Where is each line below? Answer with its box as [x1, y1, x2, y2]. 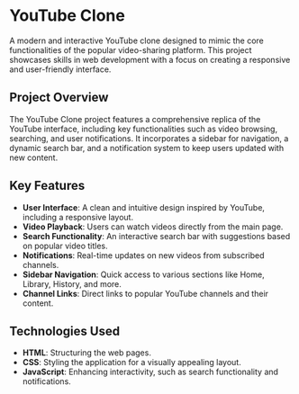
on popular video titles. [22, 240, 108, 251]
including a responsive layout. [22, 211, 133, 222]
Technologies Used [9, 323, 120, 338]
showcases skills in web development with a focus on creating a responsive [9, 54, 291, 65]
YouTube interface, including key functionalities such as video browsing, [9, 123, 277, 134]
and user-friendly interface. [9, 64, 112, 75]
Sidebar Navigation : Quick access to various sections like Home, [22, 269, 265, 280]
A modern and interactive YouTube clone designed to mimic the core [9, 35, 264, 46]
